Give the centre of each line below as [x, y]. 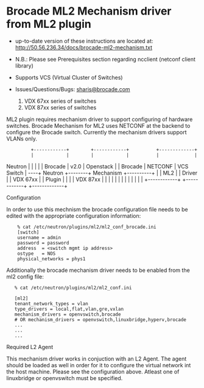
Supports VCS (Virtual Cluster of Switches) [69, 77]
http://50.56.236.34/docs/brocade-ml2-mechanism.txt [84, 47]
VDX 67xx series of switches [60, 101]
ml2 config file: [25, 276]
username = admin [39, 237]
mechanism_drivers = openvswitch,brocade [68, 314]
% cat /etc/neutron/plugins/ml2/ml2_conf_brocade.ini [87, 227]
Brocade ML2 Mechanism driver [89, 11]
